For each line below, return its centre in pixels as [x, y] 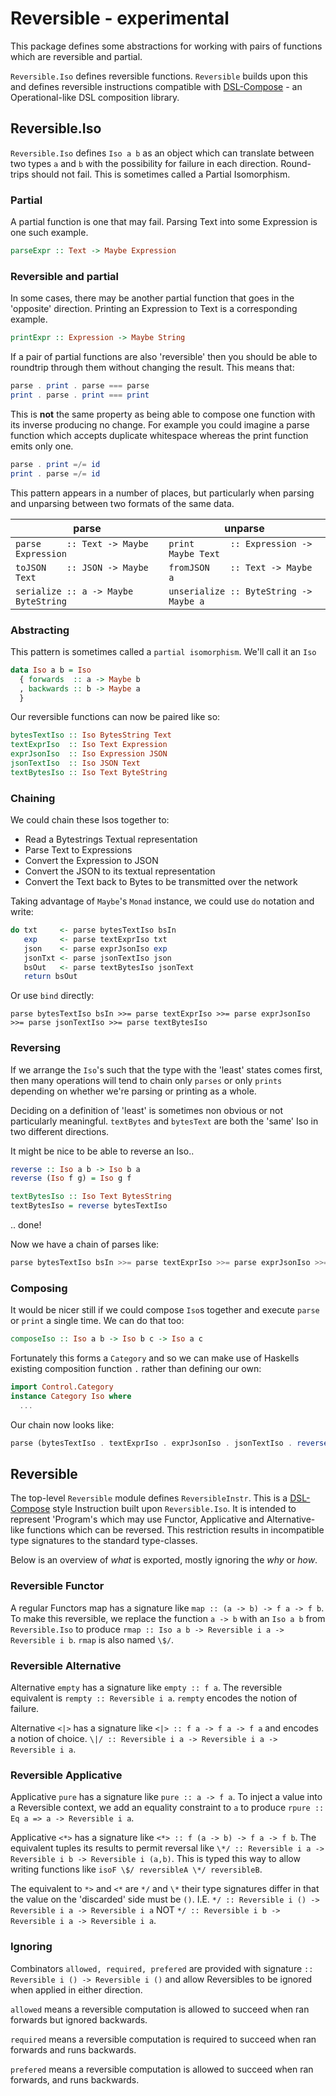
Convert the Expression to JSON [91, 861]
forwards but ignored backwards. [79, 2019]
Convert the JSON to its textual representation [120, 871]
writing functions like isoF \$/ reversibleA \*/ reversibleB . [136, 1869]
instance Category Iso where [71, 1397]
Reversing [36, 1048]
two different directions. [60, 1131]
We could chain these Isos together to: [90, 820]
